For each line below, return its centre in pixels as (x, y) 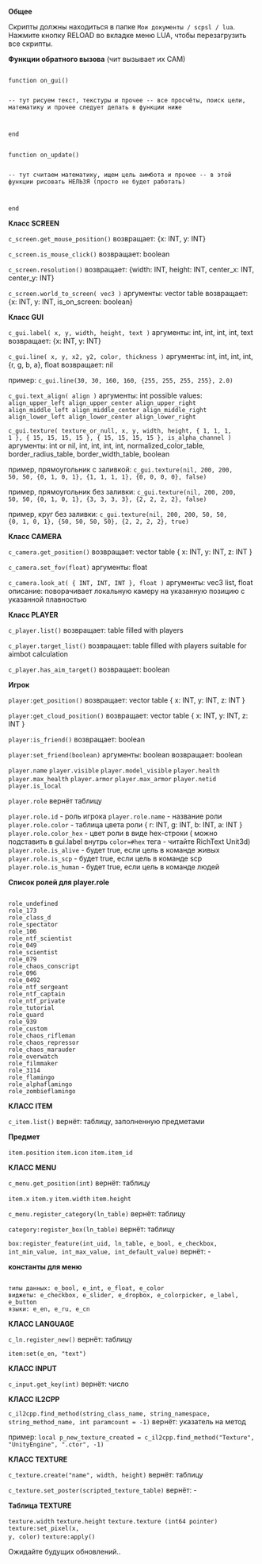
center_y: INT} (31, 278)
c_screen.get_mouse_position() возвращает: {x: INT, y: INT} (107, 238)
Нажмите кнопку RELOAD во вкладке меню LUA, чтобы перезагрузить (127, 35)
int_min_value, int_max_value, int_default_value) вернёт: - (110, 1251)
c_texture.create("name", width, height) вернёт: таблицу (106, 1474)
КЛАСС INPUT (32, 1368)
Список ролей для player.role (59, 882)
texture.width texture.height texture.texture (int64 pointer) (113, 1521)
